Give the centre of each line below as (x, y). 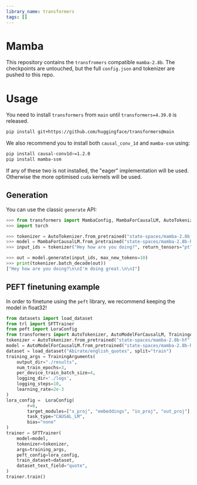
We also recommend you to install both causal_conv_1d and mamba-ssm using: (98, 143)
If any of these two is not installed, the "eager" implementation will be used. (98, 170)
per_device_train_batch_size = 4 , (56, 373)
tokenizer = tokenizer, (43, 444)
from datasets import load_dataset (50, 318)
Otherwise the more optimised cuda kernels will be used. (74, 177)
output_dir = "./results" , (47, 362)
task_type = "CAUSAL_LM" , (56, 417)
